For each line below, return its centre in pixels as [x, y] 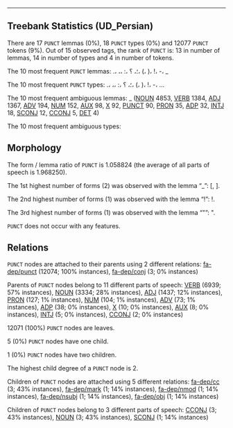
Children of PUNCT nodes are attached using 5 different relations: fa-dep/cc [113, 382]
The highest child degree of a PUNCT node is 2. [73, 368]
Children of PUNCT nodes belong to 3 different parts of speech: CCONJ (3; [112, 410]
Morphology [34, 148]
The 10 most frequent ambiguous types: [64, 126]
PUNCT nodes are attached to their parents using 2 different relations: [104, 264]
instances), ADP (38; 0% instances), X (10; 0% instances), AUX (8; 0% [108, 307]
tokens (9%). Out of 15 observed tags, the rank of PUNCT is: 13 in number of [114, 50]
